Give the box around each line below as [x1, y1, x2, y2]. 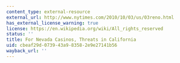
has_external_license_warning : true [6, 20, 98, 26]
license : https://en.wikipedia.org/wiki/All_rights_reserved [6, 25, 164, 32]
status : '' [6, 31, 34, 37]
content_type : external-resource [6, 8, 91, 15]
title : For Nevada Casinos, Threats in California [6, 37, 137, 43]
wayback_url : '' [6, 48, 47, 54]
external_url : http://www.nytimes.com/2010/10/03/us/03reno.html [6, 14, 174, 20]
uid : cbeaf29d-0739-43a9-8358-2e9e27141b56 [6, 43, 118, 49]
